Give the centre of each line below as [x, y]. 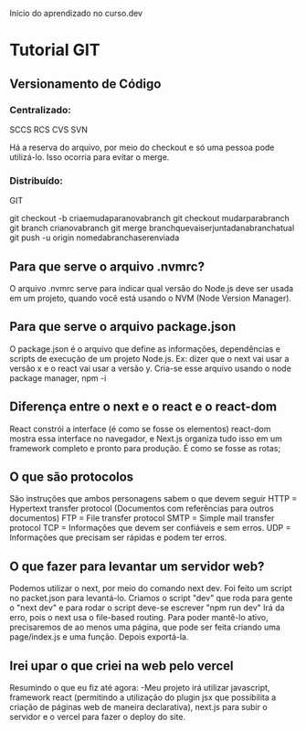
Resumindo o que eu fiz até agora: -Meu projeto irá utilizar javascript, [140, 688]
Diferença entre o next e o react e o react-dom [143, 407]
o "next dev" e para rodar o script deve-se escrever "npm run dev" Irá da [147, 608]
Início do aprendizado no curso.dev [76, 13]
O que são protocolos [72, 477]
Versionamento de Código [85, 84]
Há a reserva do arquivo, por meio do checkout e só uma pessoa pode [142, 147]
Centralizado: [40, 110]
